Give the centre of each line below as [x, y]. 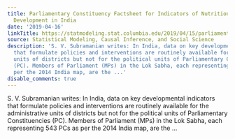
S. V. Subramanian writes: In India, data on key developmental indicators [111, 98]
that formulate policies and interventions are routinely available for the [108, 106]
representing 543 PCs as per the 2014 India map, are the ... [92, 128]
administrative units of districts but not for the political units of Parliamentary [117, 113]
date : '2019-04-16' [36, 27]
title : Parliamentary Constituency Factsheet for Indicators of [103, 14]
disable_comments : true [42, 79]
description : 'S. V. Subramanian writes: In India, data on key [103, 46]
